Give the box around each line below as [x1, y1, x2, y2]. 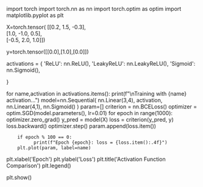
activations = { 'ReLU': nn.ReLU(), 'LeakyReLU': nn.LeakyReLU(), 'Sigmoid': [6, 60, 196, 67]
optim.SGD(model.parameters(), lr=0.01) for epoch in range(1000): [6, 110, 173, 116]
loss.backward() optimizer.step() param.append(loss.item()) [6, 122, 157, 130]
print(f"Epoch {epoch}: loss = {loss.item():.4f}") [33, 139, 168, 146]
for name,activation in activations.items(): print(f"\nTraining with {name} [6, 90, 187, 97]
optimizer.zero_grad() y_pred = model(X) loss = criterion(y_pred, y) [6, 116, 174, 123]
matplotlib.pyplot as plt [6, 12, 64, 19]
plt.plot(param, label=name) [17, 145, 91, 151]
